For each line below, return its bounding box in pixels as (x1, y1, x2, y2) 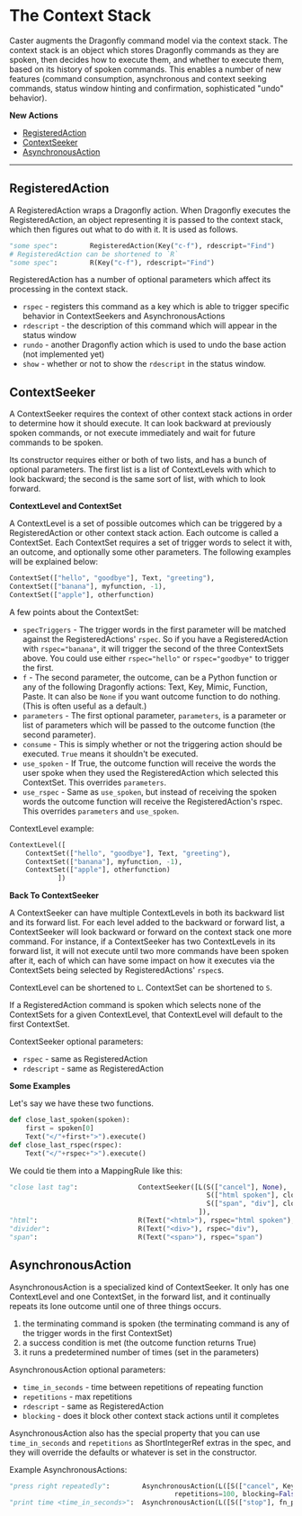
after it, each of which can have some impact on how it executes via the (9, 955, 276, 967)
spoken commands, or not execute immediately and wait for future (9, 428, 256, 439)
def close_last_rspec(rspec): (9, 1140, 123, 1149)
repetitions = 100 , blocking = (173, 1490, 280, 1499)
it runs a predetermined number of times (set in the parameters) (22, 1346, 260, 1358)
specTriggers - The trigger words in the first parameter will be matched (22, 624, 286, 635)
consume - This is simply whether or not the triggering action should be (22, 738, 283, 749)
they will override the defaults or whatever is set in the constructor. (9, 1447, 258, 1458)
